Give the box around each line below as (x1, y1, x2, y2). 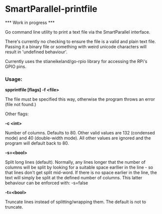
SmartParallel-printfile (5, 3, 98, 15)
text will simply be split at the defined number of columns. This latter (5, 175, 143, 181)
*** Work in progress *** (5, 20, 55, 25)
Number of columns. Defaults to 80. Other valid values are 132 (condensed (5, 130, 155, 136)
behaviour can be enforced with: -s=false (5, 180, 89, 186)
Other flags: (5, 111, 29, 117)
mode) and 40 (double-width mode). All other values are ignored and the (5, 135, 151, 141)
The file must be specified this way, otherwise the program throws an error (5, 96, 155, 102)
